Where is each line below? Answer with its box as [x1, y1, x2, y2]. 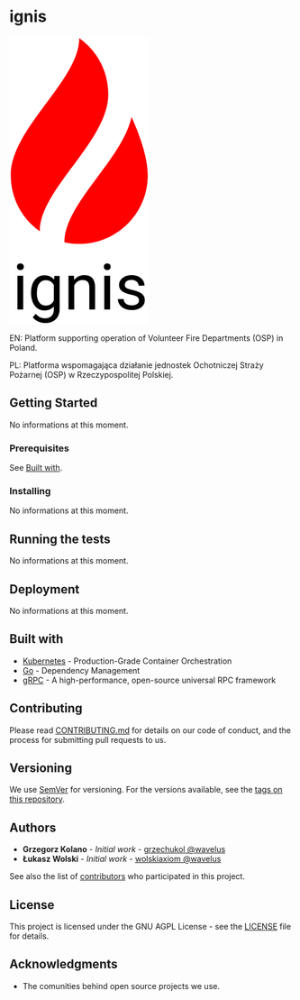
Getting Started [9, 395, 98, 411]
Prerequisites [9, 442, 69, 454]
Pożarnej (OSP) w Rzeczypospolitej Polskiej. [9, 369, 174, 380]
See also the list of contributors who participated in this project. [9, 871, 246, 882]
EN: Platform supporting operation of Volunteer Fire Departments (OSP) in [9, 332, 284, 344]
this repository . [9, 794, 66, 804]
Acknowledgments [9, 957, 119, 972]
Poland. [9, 342, 38, 353]
